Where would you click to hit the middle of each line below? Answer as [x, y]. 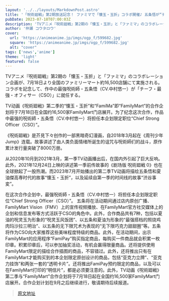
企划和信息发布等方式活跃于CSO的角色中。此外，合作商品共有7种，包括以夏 [84, 213]
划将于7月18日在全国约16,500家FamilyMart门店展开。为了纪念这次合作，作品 [84, 112]
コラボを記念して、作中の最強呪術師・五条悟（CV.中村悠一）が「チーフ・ [81, 89]
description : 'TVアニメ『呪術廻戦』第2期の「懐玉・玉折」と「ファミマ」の [75, 24]
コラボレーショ [148, 77]
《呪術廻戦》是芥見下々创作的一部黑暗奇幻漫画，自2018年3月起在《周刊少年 [84, 135]
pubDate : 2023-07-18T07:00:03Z [38, 19]
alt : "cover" [23, 47]
